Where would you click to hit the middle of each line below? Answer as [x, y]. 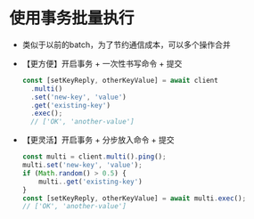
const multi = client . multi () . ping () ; [94, 157]
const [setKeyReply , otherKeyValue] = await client [120, 80]
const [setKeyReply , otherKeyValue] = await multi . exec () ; [134, 198]
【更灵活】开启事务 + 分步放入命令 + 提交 [98, 140]
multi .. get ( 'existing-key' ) [90, 182]
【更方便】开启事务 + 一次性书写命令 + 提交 [102, 63]
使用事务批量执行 [72, 18]
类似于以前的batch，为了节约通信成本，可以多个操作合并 [127, 45]
